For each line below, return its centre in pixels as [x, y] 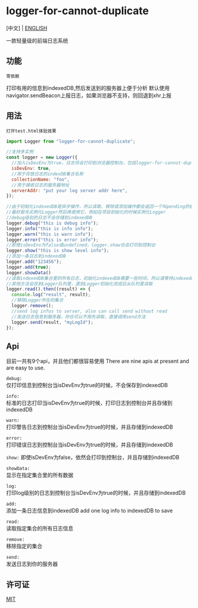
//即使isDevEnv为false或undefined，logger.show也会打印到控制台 [81, 245]
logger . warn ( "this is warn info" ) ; [50, 234]
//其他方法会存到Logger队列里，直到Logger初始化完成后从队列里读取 [80, 284]
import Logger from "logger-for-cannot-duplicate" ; [71, 141]
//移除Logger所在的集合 [37, 300]
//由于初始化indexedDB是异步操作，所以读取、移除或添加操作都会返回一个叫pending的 [98, 207]
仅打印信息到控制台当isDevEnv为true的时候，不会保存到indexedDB [87, 385]
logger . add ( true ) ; [29, 267]
